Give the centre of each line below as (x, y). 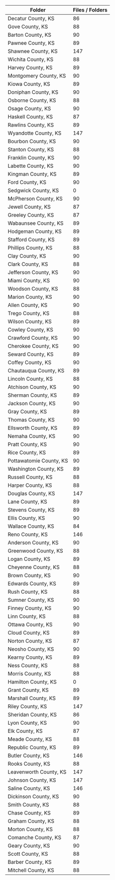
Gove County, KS (28, 26)
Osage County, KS (29, 109)
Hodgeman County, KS (35, 231)
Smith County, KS (28, 805)
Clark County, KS (28, 264)
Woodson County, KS (33, 289)
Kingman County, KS (32, 174)
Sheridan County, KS (32, 714)
